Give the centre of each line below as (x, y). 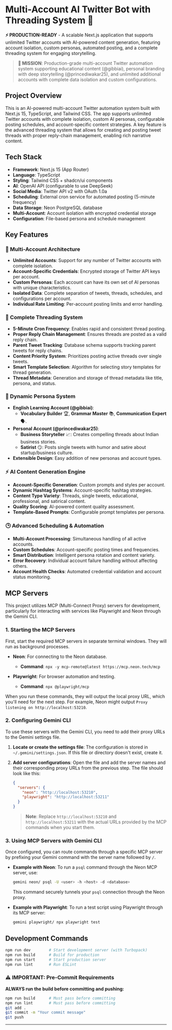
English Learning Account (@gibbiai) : (53, 407)
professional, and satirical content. (49, 501)
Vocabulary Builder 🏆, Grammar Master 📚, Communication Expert (93, 413)
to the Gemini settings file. (33, 737)
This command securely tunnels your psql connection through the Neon (89, 892)
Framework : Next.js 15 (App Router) (51, 169)
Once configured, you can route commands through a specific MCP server (84, 852)
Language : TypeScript (36, 175)
